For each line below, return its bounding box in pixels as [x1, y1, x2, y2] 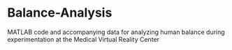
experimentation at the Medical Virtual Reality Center [7, 35, 159, 43]
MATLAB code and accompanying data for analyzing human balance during [7, 28, 225, 36]
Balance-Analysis [7, 5, 113, 21]
